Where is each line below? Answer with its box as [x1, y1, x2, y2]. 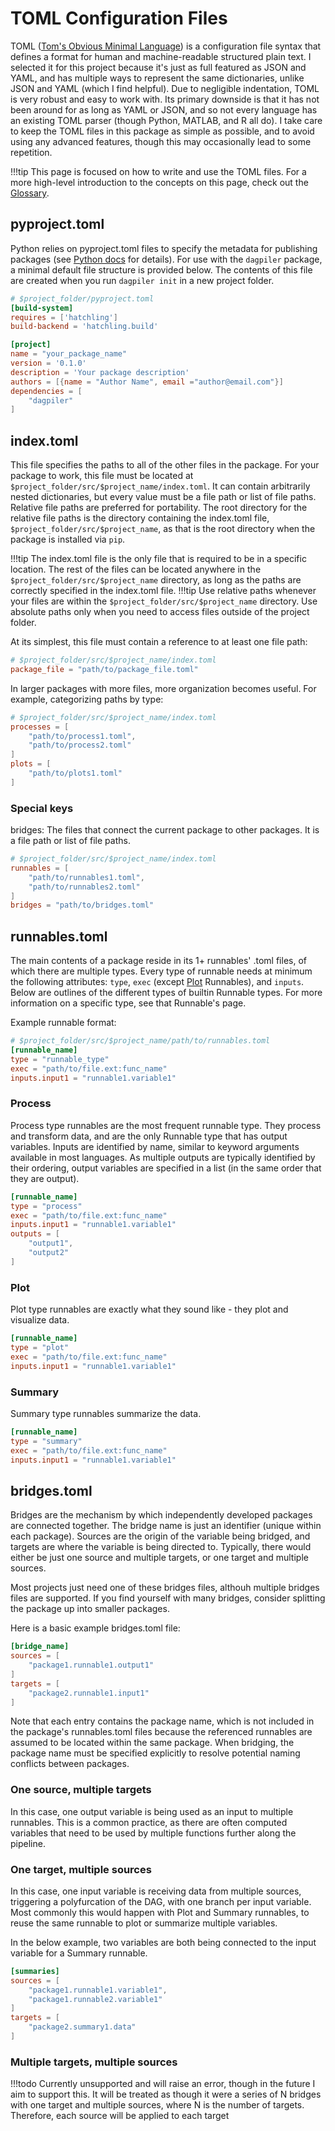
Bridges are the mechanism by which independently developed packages [10, 1509, 313, 1521]
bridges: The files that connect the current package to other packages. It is [10, 824, 320, 836]
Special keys [10, 801, 74, 815]
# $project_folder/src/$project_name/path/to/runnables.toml [10, 1036, 271, 1046]
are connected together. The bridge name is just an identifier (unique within [10, 1520, 322, 1532]
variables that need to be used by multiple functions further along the [10, 1827, 297, 1839]
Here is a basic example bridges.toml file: [10, 1622, 181, 1634]
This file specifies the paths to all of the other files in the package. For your [10, 459, 320, 471]
